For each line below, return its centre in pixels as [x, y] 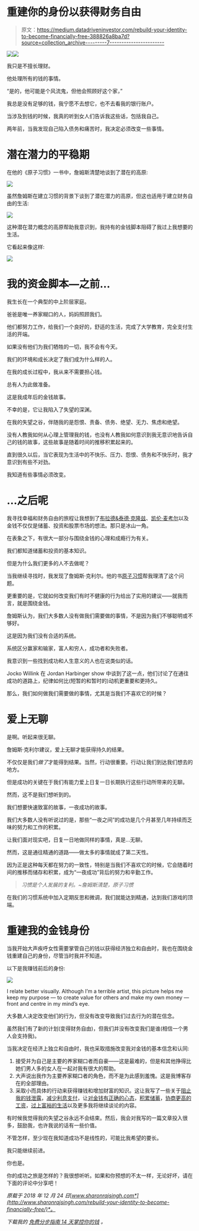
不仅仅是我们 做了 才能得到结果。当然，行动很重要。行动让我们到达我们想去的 [100, 762]
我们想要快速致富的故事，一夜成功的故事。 [58, 807]
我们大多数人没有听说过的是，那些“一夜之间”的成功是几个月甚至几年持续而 [97, 819]
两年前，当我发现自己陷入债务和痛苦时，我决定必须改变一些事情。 [87, 128]
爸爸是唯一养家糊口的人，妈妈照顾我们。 [56, 314]
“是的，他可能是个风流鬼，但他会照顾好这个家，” [65, 91]
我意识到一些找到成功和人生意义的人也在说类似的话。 [71, 660]
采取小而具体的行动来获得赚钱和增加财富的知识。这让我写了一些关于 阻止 [103, 1090]
